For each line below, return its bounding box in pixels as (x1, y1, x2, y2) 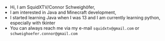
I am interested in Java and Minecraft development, (10, 9, 116, 15)
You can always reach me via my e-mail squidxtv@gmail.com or (10, 25, 139, 31)
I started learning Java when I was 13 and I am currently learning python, (10, 15, 160, 20)
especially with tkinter (10, 20, 56, 26)
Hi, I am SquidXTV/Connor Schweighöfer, (10, 4, 95, 10)
